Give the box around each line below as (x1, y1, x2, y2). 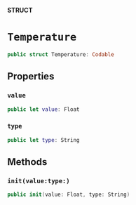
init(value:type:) (7, 177, 70, 185)
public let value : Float (7, 105, 80, 113)
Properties (7, 70, 55, 83)
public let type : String (7, 136, 80, 143)
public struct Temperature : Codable (7, 51, 114, 58)
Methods (7, 156, 48, 168)
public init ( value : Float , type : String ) (7, 191, 130, 199)
